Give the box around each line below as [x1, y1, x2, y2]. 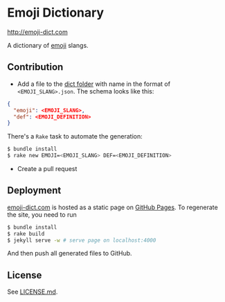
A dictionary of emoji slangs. [7, 41, 89, 49]
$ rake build [7, 230, 45, 237]
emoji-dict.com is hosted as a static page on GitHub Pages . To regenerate [7, 203, 218, 211]
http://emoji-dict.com [7, 28, 68, 36]
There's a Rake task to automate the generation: [7, 132, 143, 141]
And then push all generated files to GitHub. [7, 249, 133, 258]
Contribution [7, 61, 64, 73]
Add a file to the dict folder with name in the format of [17, 80, 171, 88]
